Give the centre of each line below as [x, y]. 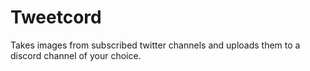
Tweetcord [56, 17]
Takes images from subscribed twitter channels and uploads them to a [155, 45]
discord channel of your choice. [76, 55]
